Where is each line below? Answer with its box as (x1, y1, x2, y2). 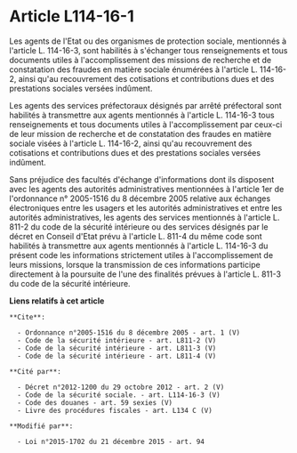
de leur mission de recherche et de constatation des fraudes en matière (9, 128, 272, 139)
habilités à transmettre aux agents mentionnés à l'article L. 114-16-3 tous (9, 109, 275, 120)
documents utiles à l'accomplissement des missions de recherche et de (9, 54, 272, 65)
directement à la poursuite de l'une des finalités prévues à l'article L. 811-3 (9, 269, 282, 279)
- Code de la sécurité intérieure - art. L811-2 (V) (17, 336, 217, 344)
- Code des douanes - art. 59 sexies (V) (17, 398, 173, 407)
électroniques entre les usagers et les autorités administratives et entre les (9, 202, 283, 213)
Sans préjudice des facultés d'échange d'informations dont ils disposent (9, 174, 275, 184)
